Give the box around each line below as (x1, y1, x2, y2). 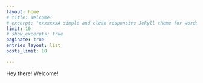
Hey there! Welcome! (6, 70, 59, 77)
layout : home (6, 8, 39, 15)
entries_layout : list (6, 43, 61, 49)
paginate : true (6, 37, 45, 43)
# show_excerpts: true (6, 31, 63, 37)
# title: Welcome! (6, 14, 53, 20)
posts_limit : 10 (6, 48, 47, 54)
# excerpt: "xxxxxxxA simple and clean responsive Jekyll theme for (6, 20, 182, 26)
